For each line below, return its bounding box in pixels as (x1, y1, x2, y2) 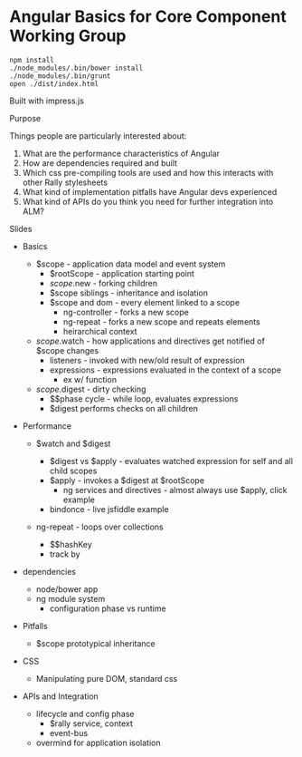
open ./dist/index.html (9, 79, 99, 88)
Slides (9, 223, 33, 234)
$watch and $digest (35, 438, 111, 449)
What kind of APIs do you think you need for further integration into (22, 196, 274, 207)
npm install (9, 55, 54, 64)
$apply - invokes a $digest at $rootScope (49, 474, 205, 486)
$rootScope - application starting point (49, 267, 194, 278)
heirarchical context (62, 325, 137, 336)
